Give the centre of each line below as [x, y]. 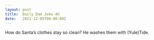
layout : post [18, 10]
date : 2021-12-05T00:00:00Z [36, 19]
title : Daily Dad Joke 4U [32, 14]
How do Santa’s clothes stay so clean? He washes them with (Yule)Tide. [77, 33]
